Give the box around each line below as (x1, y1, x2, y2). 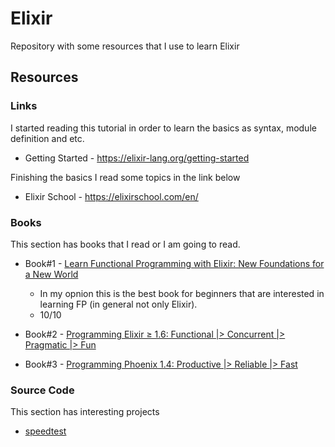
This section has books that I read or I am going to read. (10, 238, 241, 250)
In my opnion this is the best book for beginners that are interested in (39, 287, 325, 299)
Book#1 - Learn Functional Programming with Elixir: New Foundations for (24, 257, 325, 269)
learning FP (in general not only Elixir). (39, 298, 198, 310)
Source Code (10, 383, 75, 397)
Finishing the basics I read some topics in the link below (10, 171, 241, 183)
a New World (24, 268, 79, 280)
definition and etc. (10, 132, 85, 144)
